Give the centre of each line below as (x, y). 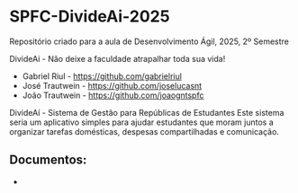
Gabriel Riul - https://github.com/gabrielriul (102, 76)
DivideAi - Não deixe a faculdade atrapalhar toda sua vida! (117, 58)
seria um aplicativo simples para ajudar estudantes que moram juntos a (141, 122)
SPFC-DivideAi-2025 (90, 17)
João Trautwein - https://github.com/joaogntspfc (113, 95)
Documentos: (48, 160)
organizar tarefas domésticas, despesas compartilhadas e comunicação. (144, 131)
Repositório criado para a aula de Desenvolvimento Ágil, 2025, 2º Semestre (149, 41)
